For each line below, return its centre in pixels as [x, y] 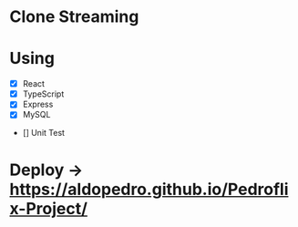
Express [38, 104]
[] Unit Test [44, 133]
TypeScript [43, 94]
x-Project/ [49, 208]
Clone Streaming [74, 17]
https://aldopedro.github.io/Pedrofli [149, 189]
